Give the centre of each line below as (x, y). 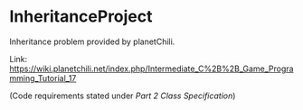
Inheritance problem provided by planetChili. (92, 41)
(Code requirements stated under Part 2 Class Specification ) (123, 96)
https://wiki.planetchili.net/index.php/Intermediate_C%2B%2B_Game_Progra (151, 69)
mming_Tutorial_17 (43, 78)
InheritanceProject (81, 17)
